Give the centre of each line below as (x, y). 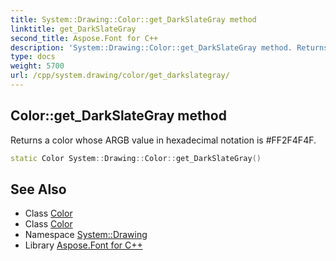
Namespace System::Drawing (86, 235)
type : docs (33, 57)
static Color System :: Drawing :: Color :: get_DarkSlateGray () (136, 158)
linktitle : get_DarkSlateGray (73, 29)
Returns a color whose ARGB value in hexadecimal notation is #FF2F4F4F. (163, 140)
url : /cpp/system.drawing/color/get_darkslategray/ (120, 76)
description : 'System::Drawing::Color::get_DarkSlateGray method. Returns (169, 47)
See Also (38, 189)
